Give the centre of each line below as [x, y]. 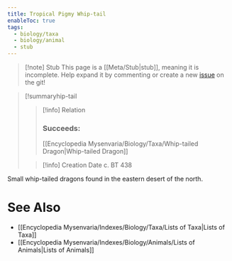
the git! [35, 82]
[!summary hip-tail [51, 96]
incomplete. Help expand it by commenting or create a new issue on [125, 75]
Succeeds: [61, 128]
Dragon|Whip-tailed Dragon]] [85, 151]
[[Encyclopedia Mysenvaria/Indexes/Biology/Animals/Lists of [106, 243]
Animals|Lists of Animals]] [56, 250]
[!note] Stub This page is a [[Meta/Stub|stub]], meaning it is [112, 67]
